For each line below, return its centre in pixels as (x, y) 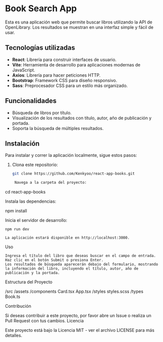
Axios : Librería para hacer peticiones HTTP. (56, 75)
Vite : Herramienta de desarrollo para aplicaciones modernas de (76, 64)
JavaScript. (24, 70)
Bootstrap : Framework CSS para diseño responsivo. (65, 80)
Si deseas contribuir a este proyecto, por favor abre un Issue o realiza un (78, 316)
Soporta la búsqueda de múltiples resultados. (58, 128)
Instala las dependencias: (31, 201)
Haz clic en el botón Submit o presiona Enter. (54, 260)
